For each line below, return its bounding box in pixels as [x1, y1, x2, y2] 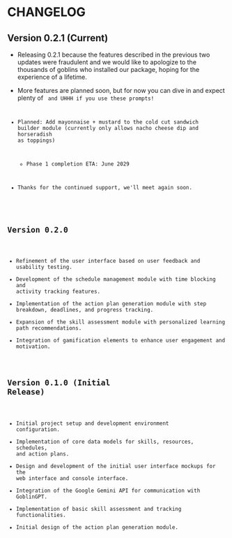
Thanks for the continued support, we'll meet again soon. [17, 184, 193, 191]
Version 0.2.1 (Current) [7, 32, 109, 44]
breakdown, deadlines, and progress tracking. [16, 307, 154, 314]
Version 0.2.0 [7, 224, 68, 235]
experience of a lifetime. [17, 73, 87, 81]
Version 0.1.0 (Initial [7, 378, 111, 388]
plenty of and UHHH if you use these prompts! [17, 94, 155, 102]
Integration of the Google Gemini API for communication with [16, 487, 201, 494]
